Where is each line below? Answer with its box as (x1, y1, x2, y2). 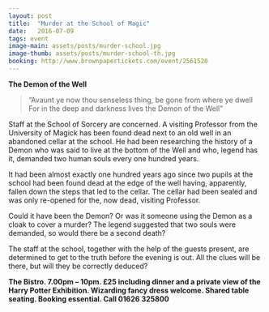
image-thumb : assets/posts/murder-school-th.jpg (8, 49, 176, 58)
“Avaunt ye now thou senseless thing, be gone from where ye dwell (28, 95, 254, 105)
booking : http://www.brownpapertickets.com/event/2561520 (8, 58, 208, 66)
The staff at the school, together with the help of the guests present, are (8, 244, 250, 254)
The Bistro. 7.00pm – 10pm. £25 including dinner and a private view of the (8, 276, 261, 286)
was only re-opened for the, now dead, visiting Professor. (8, 195, 201, 205)
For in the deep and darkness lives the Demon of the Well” (28, 103, 224, 113)
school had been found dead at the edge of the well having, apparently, (8, 177, 247, 187)
